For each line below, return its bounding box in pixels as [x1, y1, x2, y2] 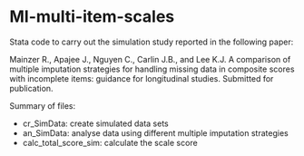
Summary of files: [9, 100, 76, 111]
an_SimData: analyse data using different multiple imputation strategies [22, 127, 289, 138]
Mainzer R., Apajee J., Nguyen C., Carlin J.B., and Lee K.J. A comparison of [9, 54, 291, 64]
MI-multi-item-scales [9, 6, 175, 27]
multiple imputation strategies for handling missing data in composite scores [9, 63, 295, 74]
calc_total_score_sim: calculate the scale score [22, 137, 198, 148]
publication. [9, 83, 54, 93]
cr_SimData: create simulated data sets [22, 118, 170, 129]
